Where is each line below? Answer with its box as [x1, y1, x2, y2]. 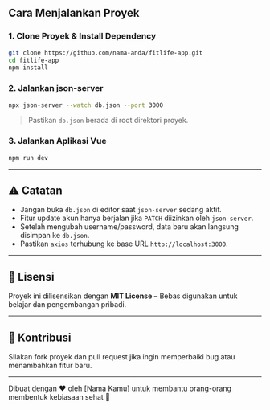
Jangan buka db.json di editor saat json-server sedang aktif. [19, 205, 223, 215]
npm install [8, 64, 48, 72]
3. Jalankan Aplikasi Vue [8, 136, 107, 147]
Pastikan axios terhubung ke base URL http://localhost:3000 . [19, 239, 228, 248]
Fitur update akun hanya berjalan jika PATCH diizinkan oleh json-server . [19, 213, 254, 223]
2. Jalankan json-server [8, 83, 104, 94]
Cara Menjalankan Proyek [8, 6, 140, 20]
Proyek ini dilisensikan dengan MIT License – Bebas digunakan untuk [8, 291, 238, 301]
